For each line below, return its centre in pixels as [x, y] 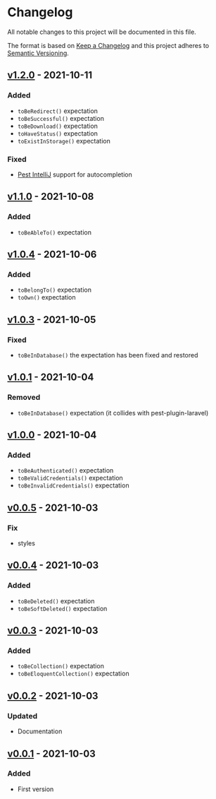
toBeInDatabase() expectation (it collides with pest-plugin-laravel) [113, 413]
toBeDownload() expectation [58, 126]
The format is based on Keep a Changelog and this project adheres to [108, 45]
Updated [22, 716]
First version [36, 789]
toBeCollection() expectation [61, 666]
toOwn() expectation [46, 297]
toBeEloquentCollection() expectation [73, 674]
